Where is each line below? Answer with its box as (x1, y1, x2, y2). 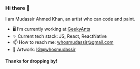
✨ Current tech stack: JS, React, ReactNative (12, 33, 107, 39)
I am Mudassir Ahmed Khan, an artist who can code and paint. (5, 16, 135, 22)
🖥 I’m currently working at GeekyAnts (12, 26, 90, 32)
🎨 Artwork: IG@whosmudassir (12, 46, 76, 52)
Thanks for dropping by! (5, 58, 57, 64)
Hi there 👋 (5, 5, 30, 12)
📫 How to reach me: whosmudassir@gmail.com (12, 39, 114, 45)
